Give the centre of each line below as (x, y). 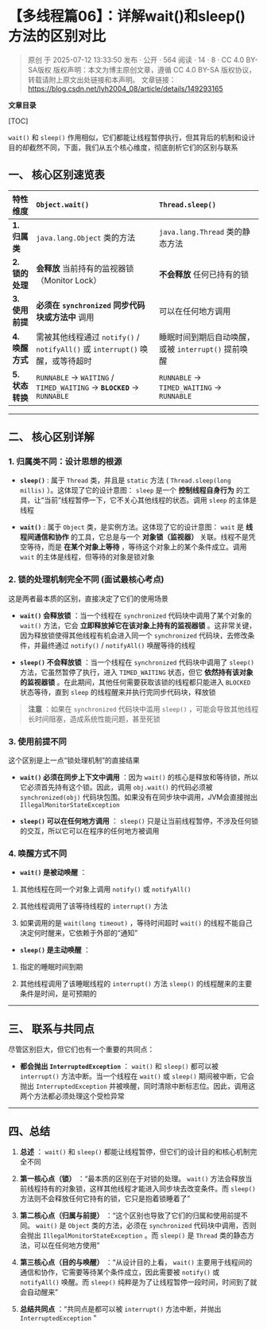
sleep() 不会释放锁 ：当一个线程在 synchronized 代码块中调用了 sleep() (137, 662)
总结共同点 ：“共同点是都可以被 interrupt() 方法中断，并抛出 (120, 1309)
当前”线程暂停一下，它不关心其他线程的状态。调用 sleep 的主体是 (150, 500)
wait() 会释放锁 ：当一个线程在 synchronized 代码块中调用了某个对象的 (135, 615)
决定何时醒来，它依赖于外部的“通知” (79, 933)
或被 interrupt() (190, 349)
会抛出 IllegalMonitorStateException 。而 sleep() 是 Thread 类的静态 (133, 1235)
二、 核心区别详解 (51, 437)
